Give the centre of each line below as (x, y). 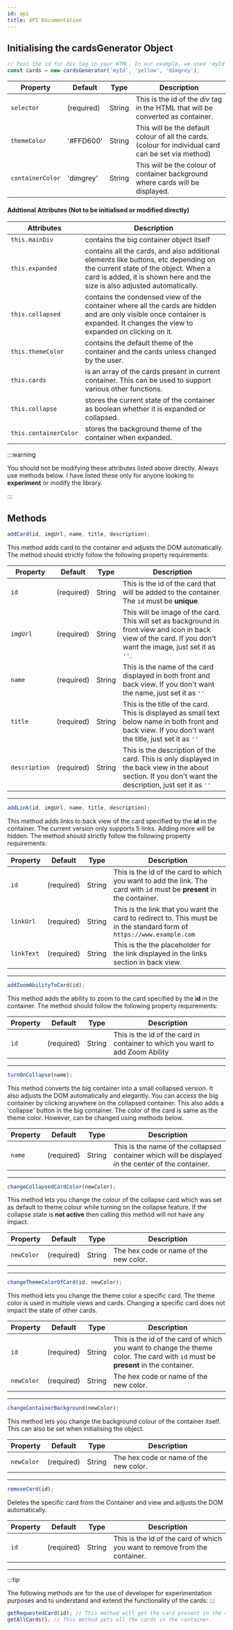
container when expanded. (128, 438)
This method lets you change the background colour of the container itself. (114, 1421)
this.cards (28, 380)
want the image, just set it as (169, 647)
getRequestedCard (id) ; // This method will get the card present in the (114, 1613)
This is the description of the (169, 750)
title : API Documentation (44, 20)
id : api (18, 14)
